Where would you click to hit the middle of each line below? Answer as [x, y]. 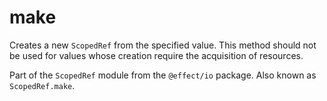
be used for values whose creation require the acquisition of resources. [156, 55]
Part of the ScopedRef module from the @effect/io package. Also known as [163, 75]
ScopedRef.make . [42, 85]
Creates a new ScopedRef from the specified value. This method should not [163, 45]
